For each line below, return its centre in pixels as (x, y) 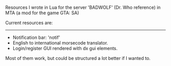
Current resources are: (29, 23)
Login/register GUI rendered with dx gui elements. (65, 48)
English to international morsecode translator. (60, 43)
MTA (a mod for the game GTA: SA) (42, 13)
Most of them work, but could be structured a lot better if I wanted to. (78, 58)
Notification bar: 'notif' (36, 37)
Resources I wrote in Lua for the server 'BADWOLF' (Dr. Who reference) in (83, 7)
